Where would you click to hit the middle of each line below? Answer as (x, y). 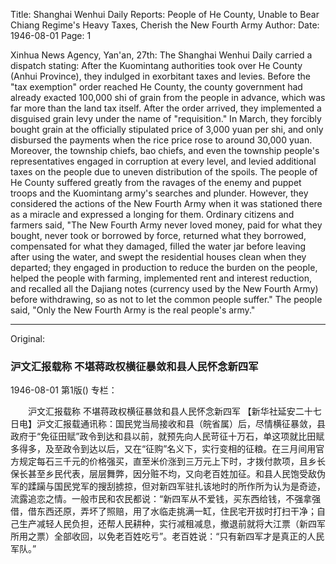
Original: (28, 338)
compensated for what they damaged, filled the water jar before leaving (158, 246)
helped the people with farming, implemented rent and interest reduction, (161, 278)
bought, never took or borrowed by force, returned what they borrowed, (158, 235)
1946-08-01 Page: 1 (51, 35)
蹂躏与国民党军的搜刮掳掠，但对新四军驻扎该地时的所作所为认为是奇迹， (176, 486)
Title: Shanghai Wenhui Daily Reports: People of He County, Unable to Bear (165, 14)
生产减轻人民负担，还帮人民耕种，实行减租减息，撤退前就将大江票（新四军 (172, 524)
